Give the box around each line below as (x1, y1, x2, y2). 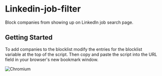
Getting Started (5, 33, 53, 42)
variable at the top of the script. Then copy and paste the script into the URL (5, 51, 158, 57)
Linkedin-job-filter (5, 3, 81, 15)
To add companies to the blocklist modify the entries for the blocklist (5, 46, 143, 52)
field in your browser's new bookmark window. (5, 57, 98, 62)
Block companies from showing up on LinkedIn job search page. (5, 19, 133, 25)
